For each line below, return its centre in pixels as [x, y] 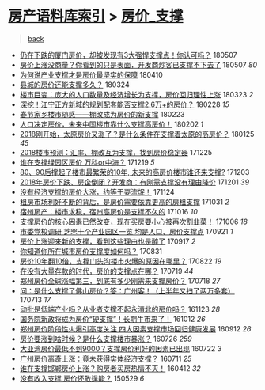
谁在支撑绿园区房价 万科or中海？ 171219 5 [87, 162]
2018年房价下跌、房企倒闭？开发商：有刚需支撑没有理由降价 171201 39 [134, 182]
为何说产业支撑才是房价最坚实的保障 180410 [91, 74]
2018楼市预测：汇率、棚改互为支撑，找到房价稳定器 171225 [116, 152]
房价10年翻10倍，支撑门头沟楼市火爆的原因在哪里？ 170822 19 [121, 261]
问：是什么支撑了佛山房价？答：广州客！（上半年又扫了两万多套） [127, 290]
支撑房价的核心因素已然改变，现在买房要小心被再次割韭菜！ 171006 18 [133, 222]
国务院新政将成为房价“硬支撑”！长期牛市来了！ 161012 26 [112, 319]
